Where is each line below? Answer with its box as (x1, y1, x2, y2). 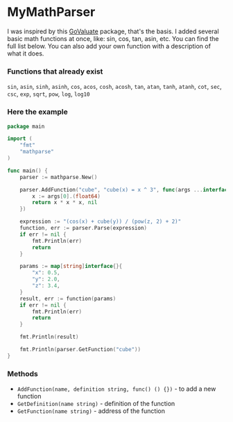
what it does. (7, 49, 44, 58)
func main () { (7, 167, 49, 174)
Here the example (7, 107, 68, 117)
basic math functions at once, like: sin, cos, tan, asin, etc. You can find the (7, 34, 219, 42)
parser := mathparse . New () (19, 174, 98, 180)
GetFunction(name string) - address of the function (17, 407, 165, 415)
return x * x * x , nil (32, 199, 98, 206)
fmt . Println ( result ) (19, 334, 79, 341)
